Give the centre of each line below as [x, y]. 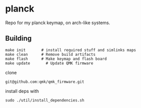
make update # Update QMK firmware [49, 63]
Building [18, 38]
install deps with [22, 91]
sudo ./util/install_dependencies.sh [45, 100]
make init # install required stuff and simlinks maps [71, 50]
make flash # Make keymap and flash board [56, 59]
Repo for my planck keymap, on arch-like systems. [58, 23]
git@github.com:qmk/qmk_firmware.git [45, 82]
